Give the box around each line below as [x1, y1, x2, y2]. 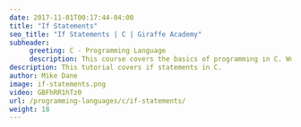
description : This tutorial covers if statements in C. [9, 63, 222, 72]
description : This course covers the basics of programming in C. [29, 55, 282, 63]
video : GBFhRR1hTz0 [9, 88, 82, 97]
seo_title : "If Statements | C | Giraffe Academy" [9, 30, 202, 38]
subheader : [9, 38, 50, 47]
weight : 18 [9, 105, 50, 114]
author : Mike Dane [9, 72, 78, 80]
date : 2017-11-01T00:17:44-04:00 [9, 13, 134, 22]
